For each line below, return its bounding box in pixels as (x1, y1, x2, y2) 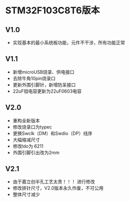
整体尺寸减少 (12, 191, 40, 197)
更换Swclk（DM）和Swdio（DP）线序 (12, 130, 93, 136)
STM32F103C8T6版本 (5, 5, 100, 16)
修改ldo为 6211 (12, 143, 44, 149)
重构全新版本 (12, 117, 40, 123)
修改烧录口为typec (12, 124, 52, 130)
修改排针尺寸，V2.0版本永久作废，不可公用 (12, 185, 104, 191)
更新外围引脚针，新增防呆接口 (12, 81, 76, 87)
